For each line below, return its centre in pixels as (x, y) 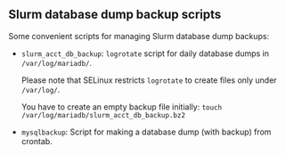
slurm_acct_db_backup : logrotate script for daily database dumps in (145, 53)
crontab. (37, 141)
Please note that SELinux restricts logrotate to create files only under (149, 80)
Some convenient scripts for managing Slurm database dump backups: (139, 36)
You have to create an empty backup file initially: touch (122, 107)
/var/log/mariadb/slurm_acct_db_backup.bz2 (103, 115)
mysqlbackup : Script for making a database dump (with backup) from (146, 132)
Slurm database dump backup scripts (115, 15)
